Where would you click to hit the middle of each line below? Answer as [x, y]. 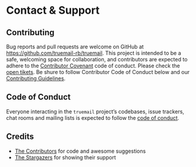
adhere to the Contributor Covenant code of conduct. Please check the [93, 66]
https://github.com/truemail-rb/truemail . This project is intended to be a [94, 53]
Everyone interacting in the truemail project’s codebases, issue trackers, [95, 112]
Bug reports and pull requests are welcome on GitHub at [75, 47]
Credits [20, 137]
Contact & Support [53, 10]
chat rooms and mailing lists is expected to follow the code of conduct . [93, 117]
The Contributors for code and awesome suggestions [80, 151]
